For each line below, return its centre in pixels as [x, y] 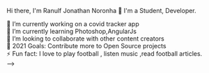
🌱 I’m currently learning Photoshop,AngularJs [72, 31]
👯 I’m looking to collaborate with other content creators [85, 39]
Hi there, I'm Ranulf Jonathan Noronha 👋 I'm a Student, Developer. [101, 11]
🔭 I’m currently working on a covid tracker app [73, 24]
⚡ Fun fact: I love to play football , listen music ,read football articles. [104, 54]
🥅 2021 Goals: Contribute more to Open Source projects [86, 46]
